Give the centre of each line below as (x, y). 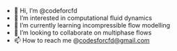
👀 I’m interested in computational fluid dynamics (83, 18)
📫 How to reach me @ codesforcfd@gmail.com (82, 40)
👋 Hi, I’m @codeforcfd (46, 11)
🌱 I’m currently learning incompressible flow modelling (92, 25)
